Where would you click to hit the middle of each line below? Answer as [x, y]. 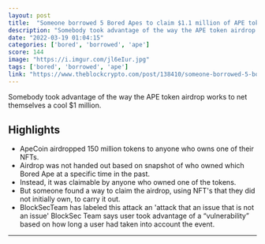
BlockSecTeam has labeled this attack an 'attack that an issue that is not [137, 208]
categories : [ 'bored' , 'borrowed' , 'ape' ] [79, 45]
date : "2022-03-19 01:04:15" [56, 38]
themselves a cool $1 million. [55, 105]
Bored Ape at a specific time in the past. [85, 174]
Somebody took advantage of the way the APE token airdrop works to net [128, 96]
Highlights [34, 130]
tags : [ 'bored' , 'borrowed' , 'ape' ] [68, 67]
